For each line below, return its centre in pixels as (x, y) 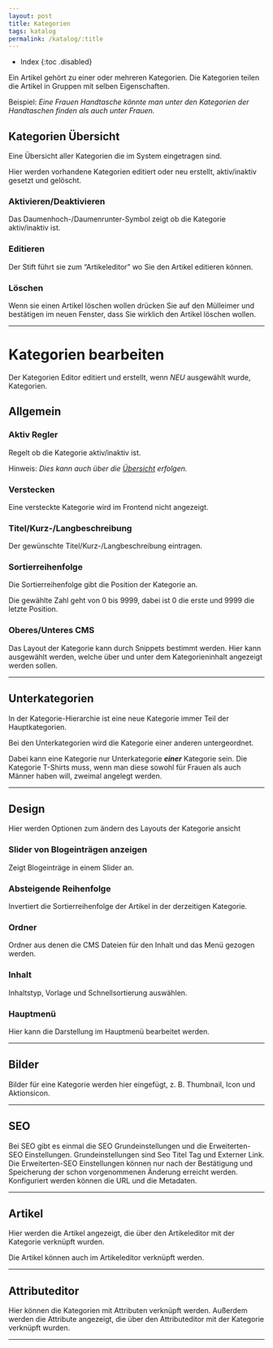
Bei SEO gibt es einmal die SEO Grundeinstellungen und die (108, 1146)
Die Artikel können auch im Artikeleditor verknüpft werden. (106, 1258)
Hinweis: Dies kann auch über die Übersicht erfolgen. (98, 468)
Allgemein (35, 412)
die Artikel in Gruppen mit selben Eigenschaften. (89, 86)
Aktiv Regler (33, 435)
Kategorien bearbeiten (87, 355)
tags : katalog (32, 31)
